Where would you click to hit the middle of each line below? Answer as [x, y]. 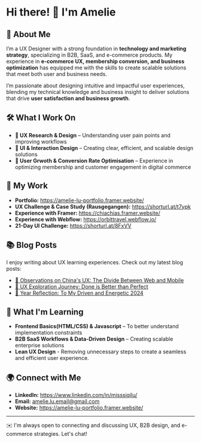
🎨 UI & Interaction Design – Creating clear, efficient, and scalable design [104, 148]
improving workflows [41, 141]
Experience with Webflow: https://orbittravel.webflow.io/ [86, 219]
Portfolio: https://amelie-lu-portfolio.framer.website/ [79, 200]
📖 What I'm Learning [45, 312]
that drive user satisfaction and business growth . [68, 98]
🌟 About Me [28, 34]
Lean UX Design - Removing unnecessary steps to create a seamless [100, 352]
